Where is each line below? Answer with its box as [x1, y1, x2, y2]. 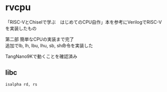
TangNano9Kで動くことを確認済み [5, 53, 77, 59]
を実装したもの [5, 25, 37, 32]
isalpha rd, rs [5, 82, 38, 87]
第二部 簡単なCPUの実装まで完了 [5, 36, 74, 42]
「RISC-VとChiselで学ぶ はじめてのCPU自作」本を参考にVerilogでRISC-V [5, 19, 162, 25]
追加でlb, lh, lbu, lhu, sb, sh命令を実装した [5, 42, 93, 48]
